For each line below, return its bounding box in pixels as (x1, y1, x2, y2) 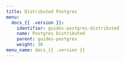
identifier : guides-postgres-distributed (16, 25, 119, 31)
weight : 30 (16, 42, 43, 48)
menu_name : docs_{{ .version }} (6, 47, 85, 53)
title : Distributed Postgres (6, 8, 77, 15)
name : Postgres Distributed (16, 31, 85, 37)
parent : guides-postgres (16, 36, 77, 42)
